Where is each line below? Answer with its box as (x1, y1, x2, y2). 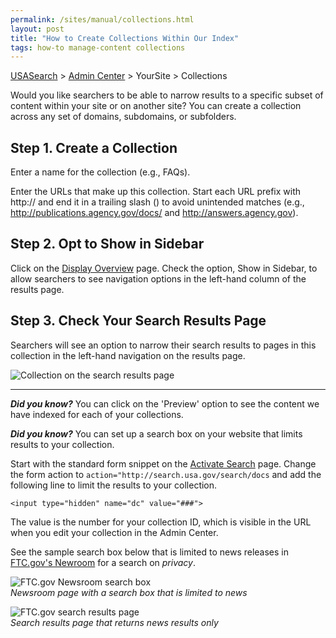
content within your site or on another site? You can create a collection (10, 100, 302, 112)
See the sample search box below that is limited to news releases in (10, 546, 290, 558)
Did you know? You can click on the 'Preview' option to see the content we (10, 397, 320, 410)
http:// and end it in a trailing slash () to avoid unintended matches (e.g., (10, 196, 305, 208)
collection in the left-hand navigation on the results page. (10, 349, 246, 361)
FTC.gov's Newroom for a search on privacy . (10, 556, 196, 568)
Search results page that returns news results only (10, 616, 219, 628)
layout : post (10, 24, 65, 34)
